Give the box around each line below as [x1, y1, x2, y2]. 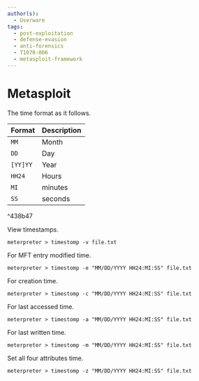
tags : [7, 23, 23, 30]
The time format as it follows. [7, 109, 91, 117]
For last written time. [7, 328, 66, 336]
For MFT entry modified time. [7, 251, 91, 259]
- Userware [13, 17, 45, 24]
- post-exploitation [13, 29, 73, 37]
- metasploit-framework [13, 56, 82, 63]
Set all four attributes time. [7, 354, 84, 362]
